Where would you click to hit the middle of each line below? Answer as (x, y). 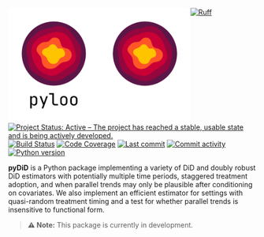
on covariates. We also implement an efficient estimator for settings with (125, 193)
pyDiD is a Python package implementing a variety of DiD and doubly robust (132, 167)
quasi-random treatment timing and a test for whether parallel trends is (123, 201)
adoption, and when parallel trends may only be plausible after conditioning (130, 184)
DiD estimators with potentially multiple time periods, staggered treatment (128, 176)
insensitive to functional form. (56, 210)
